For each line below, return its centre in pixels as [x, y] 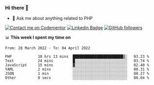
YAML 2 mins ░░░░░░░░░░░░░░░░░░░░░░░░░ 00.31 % [77, 69]
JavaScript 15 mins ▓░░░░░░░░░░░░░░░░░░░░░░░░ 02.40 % [77, 65]
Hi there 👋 [17, 8]
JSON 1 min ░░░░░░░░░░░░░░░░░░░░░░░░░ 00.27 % [77, 74]
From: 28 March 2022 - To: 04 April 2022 [48, 48]
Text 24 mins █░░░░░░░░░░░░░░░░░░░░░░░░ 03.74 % [77, 61]
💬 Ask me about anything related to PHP [52, 18]
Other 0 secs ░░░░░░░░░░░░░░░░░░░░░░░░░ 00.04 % [77, 78]
